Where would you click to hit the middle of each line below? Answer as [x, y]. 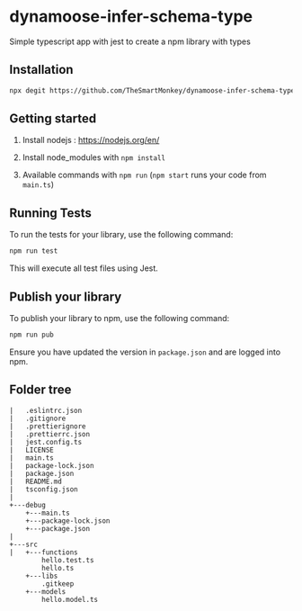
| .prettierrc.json [50, 434]
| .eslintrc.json [46, 410]
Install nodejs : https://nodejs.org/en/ [91, 140]
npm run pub [31, 335]
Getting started [53, 119]
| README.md [36, 481]
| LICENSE [31, 450]
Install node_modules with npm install [94, 157]
